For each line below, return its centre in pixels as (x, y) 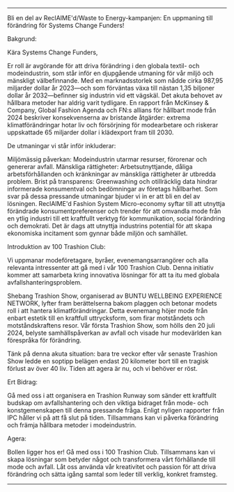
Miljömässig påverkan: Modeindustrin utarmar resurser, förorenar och (107, 159)
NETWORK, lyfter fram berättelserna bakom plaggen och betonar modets (112, 303)
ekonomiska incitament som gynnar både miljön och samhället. (97, 233)
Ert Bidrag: (23, 382)
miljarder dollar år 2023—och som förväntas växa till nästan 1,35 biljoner (111, 88)
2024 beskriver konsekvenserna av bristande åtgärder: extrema (99, 118)
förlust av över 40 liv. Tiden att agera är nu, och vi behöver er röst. (102, 368)
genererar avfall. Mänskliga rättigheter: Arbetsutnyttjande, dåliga (100, 167)
